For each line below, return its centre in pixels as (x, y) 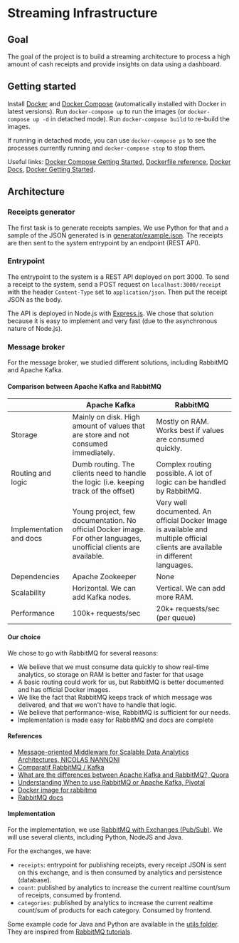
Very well (171, 503)
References (25, 736)
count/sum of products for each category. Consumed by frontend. (115, 910)
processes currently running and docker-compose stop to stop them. (107, 148)
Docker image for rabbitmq (57, 790)
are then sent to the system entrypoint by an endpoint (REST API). (104, 243)
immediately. (94, 453)
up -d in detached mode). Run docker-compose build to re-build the (131, 118)
